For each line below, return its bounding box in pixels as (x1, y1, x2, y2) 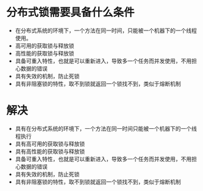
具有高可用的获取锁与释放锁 (15, 140, 85, 147)
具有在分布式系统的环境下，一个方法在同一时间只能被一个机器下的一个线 (15, 125, 197, 132)
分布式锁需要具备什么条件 (6, 5, 135, 19)
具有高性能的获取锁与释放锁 (15, 147, 85, 155)
